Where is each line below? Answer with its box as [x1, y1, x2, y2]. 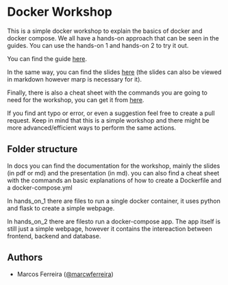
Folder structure [7, 143, 78, 155]
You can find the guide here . [7, 54, 88, 62]
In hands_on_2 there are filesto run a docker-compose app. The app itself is [7, 217, 221, 225]
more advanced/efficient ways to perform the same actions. [7, 123, 177, 132]
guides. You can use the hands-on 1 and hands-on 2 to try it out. [7, 41, 189, 49]
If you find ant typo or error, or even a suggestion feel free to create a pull [7, 109, 215, 117]
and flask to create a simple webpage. [7, 203, 115, 212]
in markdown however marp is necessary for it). [7, 75, 142, 83]
